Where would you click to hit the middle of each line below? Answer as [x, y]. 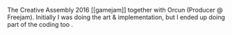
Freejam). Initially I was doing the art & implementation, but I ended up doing [116, 17]
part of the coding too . [40, 24]
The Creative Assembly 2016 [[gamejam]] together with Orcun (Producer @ [115, 10]
